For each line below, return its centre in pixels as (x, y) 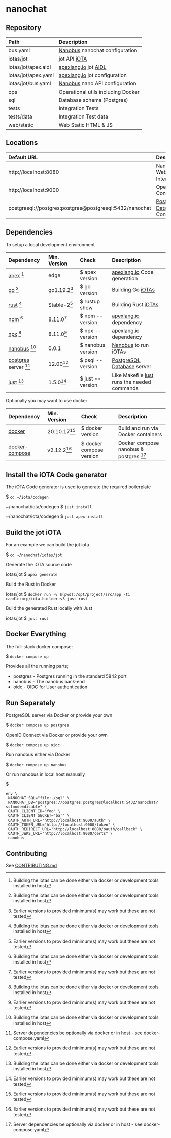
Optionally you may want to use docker (47, 400)
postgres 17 (132, 456)
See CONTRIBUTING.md (31, 866)
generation (125, 278)
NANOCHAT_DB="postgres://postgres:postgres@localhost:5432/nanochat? (83, 802)
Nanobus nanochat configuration (98, 50)
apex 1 (16, 275)
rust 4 (15, 304)
